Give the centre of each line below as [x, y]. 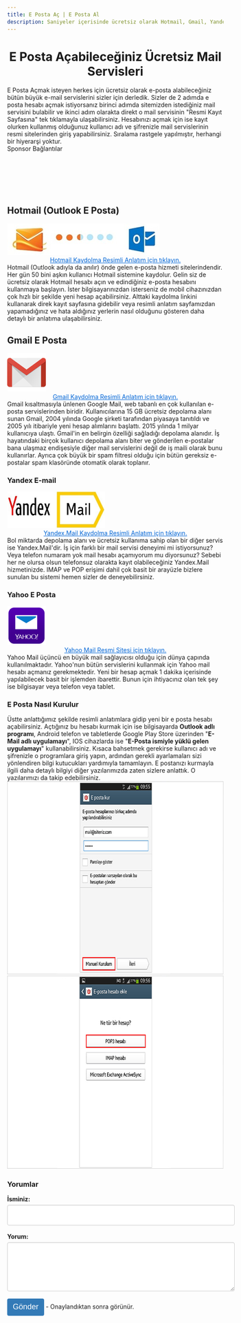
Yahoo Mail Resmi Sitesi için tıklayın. [115, 649]
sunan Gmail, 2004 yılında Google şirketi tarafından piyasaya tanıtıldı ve [108, 419]
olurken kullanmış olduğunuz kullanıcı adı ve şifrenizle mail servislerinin [108, 127]
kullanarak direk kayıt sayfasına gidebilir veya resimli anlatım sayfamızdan [111, 304]
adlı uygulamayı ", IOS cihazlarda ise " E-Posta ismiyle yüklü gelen [115, 741]
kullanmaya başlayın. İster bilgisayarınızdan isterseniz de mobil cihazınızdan [114, 290]
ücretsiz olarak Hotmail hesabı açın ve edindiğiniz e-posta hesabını [102, 282]
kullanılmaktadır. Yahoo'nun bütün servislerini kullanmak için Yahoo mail [108, 665]
